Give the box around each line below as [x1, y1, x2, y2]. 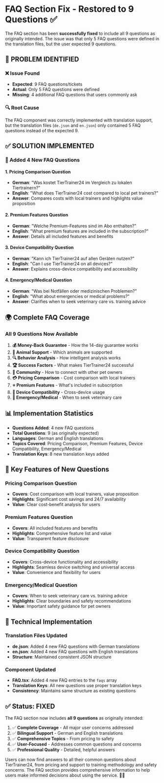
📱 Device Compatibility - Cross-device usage [12, 389, 105, 395]
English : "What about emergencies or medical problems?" [12, 294, 130, 300]
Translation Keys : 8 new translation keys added [12, 451, 109, 457]
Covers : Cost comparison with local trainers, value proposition [12, 491, 139, 497]
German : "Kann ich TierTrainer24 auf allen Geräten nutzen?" [12, 255, 135, 261]
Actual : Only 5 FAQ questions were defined [12, 86, 100, 92]
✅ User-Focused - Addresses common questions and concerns [12, 741, 142, 747]
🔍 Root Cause [5, 104, 39, 111]
